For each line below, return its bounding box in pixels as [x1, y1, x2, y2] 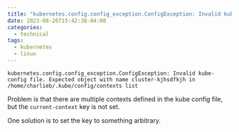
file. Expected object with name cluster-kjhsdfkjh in [29, 76, 196, 83]
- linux [14, 51, 37, 58]
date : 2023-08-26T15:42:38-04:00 [7, 17, 107, 24]
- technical [14, 30, 50, 38]
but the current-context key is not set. [7, 102, 120, 111]
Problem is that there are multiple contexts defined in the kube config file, [7, 94, 223, 103]
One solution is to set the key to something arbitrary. [7, 116, 161, 125]
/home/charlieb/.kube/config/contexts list [7, 82, 139, 89]
